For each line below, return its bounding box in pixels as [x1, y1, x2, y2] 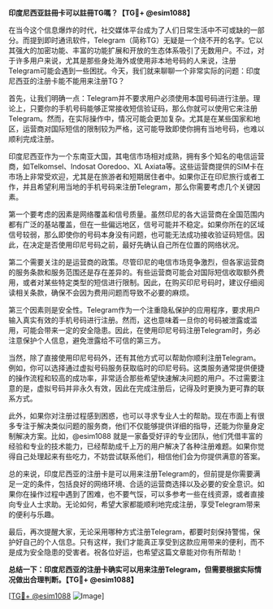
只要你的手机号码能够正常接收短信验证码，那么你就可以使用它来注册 [29, 103, 258, 113]
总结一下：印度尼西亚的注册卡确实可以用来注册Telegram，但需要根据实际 [8, 565, 254, 574]
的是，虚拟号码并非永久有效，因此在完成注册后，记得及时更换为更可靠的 [15, 383, 258, 393]
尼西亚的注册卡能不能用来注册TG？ [8, 77, 126, 85]
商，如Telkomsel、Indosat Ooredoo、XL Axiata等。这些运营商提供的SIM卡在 [8, 162, 264, 171]
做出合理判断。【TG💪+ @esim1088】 [15, 575, 138, 585]
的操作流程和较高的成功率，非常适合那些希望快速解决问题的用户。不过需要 [8, 374, 258, 383]
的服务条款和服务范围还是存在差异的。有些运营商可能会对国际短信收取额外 [8, 268, 258, 277]
